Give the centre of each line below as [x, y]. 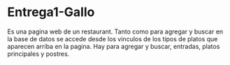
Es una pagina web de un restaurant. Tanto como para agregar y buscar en [115, 31]
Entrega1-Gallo [51, 12]
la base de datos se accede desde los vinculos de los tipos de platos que [113, 38]
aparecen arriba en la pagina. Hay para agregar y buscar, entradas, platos [114, 46]
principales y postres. [38, 54]
